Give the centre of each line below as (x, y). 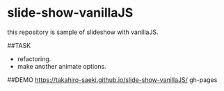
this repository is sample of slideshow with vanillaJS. (83, 32)
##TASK (19, 45)
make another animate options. (62, 66)
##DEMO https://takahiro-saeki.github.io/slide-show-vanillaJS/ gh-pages (112, 80)
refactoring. (34, 59)
